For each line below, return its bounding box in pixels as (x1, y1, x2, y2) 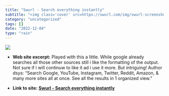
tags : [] (5, 21, 24, 27)
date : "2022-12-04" (5, 26, 46, 31)
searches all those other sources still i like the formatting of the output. (12, 59, 159, 65)
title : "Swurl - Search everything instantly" (5, 7, 105, 13)
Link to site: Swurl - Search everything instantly (12, 85, 115, 91)
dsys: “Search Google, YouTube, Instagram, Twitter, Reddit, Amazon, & (12, 70, 159, 76)
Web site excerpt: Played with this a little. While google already (12, 54, 144, 60)
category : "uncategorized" (5, 17, 62, 22)
